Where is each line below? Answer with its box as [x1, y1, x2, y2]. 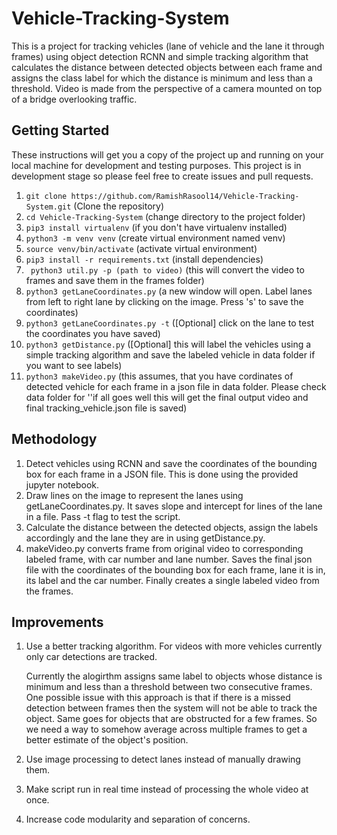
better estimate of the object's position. [25, 734, 189, 746]
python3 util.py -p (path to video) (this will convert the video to [30, 263, 305, 276]
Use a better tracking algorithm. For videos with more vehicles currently [25, 640, 323, 652]
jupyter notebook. [25, 478, 100, 491]
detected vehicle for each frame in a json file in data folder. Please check [25, 380, 327, 392]
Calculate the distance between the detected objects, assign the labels [25, 521, 319, 533]
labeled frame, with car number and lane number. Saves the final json [25, 553, 313, 565]
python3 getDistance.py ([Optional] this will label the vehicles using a [25, 338, 312, 350]
